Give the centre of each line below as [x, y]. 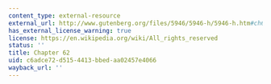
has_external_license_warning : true [70, 30]
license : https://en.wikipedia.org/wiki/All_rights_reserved [113, 38]
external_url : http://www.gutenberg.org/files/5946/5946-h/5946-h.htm [129, 23]
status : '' [27, 46]
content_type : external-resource [65, 16]
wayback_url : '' [35, 68]
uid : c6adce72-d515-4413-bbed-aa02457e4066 [83, 61]
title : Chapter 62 [39, 53]
